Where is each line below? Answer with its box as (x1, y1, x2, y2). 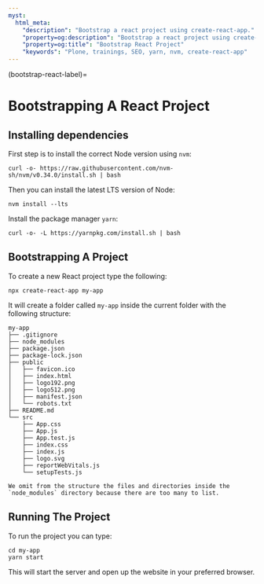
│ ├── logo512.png (8, 386, 76, 394)
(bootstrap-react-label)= (8, 70, 88, 79)
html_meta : (15, 19, 51, 27)
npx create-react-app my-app (8, 286, 104, 295)
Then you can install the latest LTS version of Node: (8, 185, 175, 194)
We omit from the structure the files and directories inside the (8, 482, 230, 490)
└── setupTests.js (22, 468, 82, 476)
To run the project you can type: (8, 531, 112, 541)
